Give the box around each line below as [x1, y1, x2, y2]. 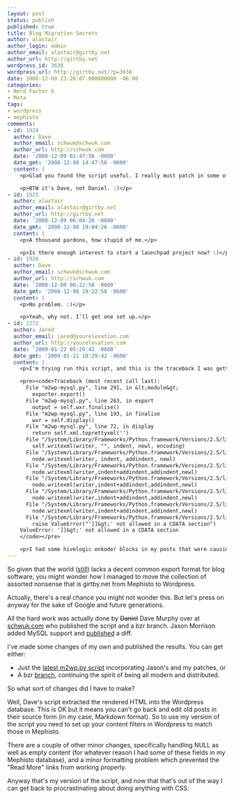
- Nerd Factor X [7, 88, 54, 95]
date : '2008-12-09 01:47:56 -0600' [13, 153, 117, 160]
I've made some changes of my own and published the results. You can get [7, 642, 224, 651]
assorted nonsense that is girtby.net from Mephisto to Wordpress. [7, 580, 196, 588]
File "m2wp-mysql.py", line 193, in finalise [25, 410, 160, 417]
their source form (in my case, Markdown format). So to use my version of [7, 712, 220, 721]
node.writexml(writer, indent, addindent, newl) [32, 456, 176, 463]
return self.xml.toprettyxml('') [32, 430, 130, 437]
